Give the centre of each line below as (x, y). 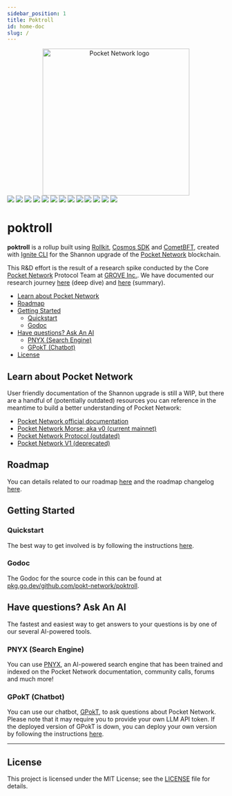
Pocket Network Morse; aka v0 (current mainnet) (87, 428)
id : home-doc (26, 26)
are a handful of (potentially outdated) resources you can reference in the (112, 400)
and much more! (30, 679)
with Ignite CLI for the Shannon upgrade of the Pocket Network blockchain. (114, 255)
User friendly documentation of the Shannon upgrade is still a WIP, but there (116, 393)
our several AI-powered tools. (49, 631)
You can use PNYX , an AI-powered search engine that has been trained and (115, 664)
